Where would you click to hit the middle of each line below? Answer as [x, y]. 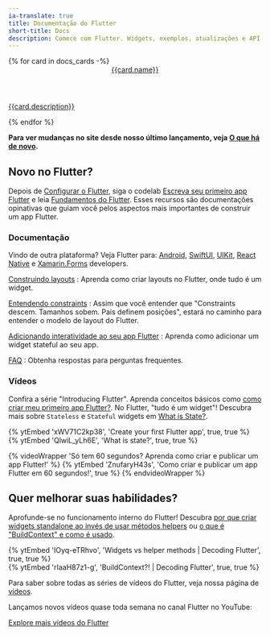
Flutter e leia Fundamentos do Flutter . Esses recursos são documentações [131, 200]
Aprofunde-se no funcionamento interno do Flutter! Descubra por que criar [133, 517]
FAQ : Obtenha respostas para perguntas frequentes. [96, 360]
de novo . [23, 147]
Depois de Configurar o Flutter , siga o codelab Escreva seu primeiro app [128, 191]
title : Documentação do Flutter [62, 23]
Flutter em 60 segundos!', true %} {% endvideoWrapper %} [107, 473]
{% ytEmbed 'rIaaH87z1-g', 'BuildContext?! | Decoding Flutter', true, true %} [134, 567]
